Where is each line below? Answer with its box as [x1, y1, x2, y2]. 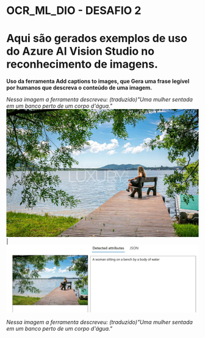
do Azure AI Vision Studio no [6, 44, 154, 58]
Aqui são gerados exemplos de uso [6, 32, 188, 46]
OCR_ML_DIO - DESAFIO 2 [6, 4, 142, 18]
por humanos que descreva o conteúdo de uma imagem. [6, 84, 153, 91]
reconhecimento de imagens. [6, 57, 159, 71]
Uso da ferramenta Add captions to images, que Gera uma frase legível [6, 77, 190, 85]
